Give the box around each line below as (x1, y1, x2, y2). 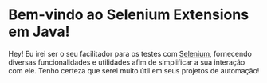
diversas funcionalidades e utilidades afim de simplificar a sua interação (8, 57, 245, 67)
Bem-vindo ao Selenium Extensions (8, 6, 249, 24)
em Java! (8, 22, 70, 41)
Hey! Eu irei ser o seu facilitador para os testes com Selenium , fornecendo (8, 49, 253, 58)
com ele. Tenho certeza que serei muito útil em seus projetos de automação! (8, 65, 260, 75)
